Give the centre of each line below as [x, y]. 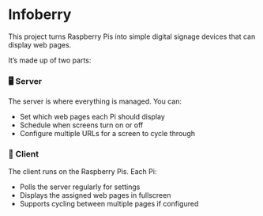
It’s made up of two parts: [50, 60]
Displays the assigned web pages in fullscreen [95, 195]
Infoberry [40, 15]
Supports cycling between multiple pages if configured [109, 203]
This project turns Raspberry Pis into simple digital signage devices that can [132, 36]
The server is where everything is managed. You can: [95, 101]
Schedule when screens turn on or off [81, 125]
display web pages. [40, 44]
